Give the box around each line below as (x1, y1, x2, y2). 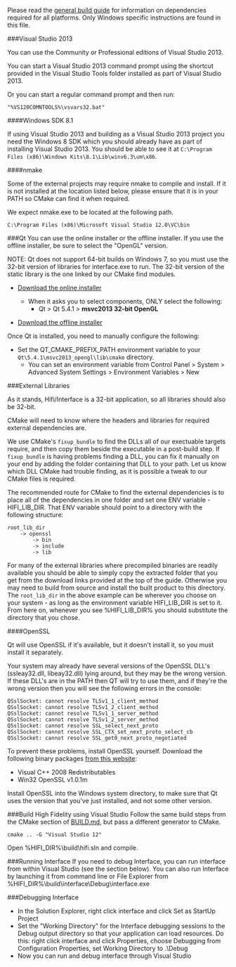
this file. (7, 21, 30, 29)
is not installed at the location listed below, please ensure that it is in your (7, 187, 219, 195)
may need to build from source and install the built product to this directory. (7, 583, 226, 592)
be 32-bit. (7, 403, 37, 410)
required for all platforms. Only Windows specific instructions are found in (7, 13, 221, 22)
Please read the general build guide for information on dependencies (7, 6, 207, 14)
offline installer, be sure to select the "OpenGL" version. (7, 242, 169, 249)
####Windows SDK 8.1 (7, 116, 74, 124)
